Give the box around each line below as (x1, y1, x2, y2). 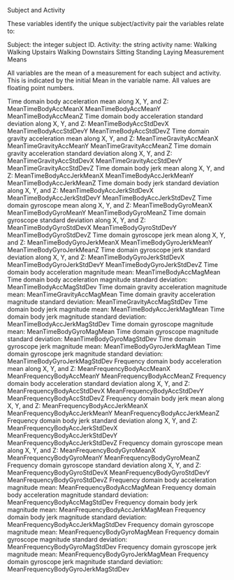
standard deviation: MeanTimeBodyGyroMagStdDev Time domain (7, 335, 196, 343)
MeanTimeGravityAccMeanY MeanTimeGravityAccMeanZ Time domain (7, 142, 212, 150)
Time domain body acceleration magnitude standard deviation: (7, 275, 188, 284)
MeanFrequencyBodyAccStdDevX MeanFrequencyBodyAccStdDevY (7, 387, 204, 395)
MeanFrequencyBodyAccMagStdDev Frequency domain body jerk (7, 498, 198, 506)
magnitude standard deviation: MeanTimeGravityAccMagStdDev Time (7, 298, 208, 306)
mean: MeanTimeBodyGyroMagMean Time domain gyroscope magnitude (7, 328, 219, 335)
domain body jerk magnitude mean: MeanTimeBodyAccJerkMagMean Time (7, 305, 225, 313)
